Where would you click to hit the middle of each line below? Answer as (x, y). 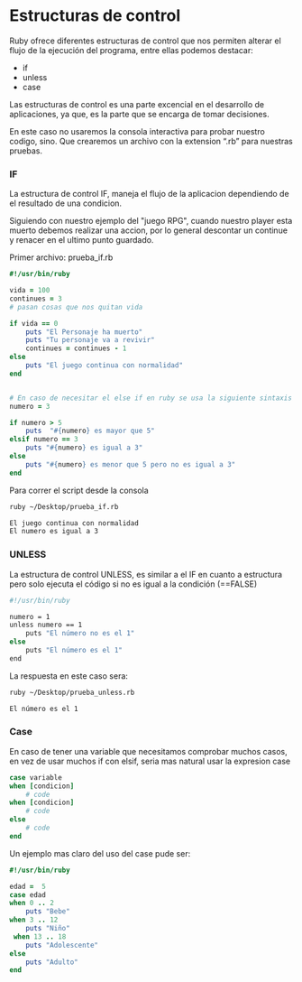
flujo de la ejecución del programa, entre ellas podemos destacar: (132, 50)
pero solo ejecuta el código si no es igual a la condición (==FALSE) (133, 584)
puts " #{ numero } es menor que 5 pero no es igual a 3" (131, 464)
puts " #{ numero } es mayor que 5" (90, 431)
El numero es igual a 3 (54, 532)
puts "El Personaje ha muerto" (84, 332)
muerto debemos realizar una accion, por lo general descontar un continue (149, 230)
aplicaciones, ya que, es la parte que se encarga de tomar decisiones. (139, 114)
